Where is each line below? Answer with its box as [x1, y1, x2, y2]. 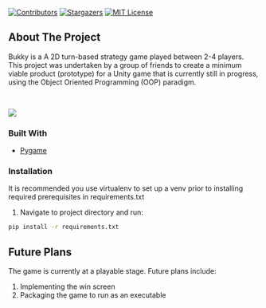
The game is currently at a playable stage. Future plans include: [8, 267, 217, 276]
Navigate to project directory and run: [19, 207, 143, 217]
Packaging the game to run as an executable [19, 290, 166, 300]
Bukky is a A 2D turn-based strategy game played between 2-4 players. [8, 52, 244, 61]
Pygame [19, 146, 48, 156]
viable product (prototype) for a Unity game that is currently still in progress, [8, 69, 259, 78]
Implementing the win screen [19, 282, 115, 291]
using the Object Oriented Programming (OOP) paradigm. [8, 77, 197, 87]
